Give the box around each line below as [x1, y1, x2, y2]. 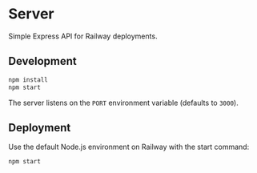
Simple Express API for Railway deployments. [8, 31, 158, 41]
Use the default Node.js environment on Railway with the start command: [8, 142, 250, 152]
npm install [8, 75, 48, 84]
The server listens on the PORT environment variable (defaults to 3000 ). [8, 98, 239, 107]
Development [8, 54, 78, 68]
